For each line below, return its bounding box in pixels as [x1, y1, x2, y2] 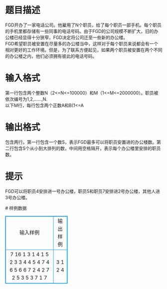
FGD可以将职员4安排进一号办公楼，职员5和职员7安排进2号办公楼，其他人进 [5, 188, 161, 194]
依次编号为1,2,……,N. [5, 96, 48, 102]
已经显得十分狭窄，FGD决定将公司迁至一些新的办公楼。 [13, 34, 128, 40]
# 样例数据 [5, 205, 27, 211]
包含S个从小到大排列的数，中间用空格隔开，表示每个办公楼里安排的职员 [13, 145, 161, 151]
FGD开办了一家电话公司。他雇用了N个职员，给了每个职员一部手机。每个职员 [5, 22, 162, 28]
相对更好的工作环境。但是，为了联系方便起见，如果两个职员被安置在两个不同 [5, 47, 163, 53]
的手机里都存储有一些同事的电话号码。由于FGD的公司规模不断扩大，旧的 [5, 28, 154, 34]
